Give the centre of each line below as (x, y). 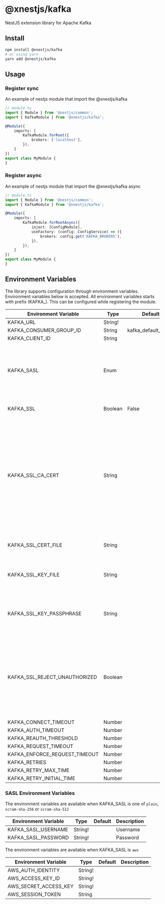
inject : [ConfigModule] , (57, 227)
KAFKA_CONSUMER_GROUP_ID (44, 330)
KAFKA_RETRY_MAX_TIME (39, 770)
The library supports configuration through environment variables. (72, 291)
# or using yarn (22, 54)
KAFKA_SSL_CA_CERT (33, 475)
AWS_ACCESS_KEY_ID (34, 878)
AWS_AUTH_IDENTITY (34, 870)
